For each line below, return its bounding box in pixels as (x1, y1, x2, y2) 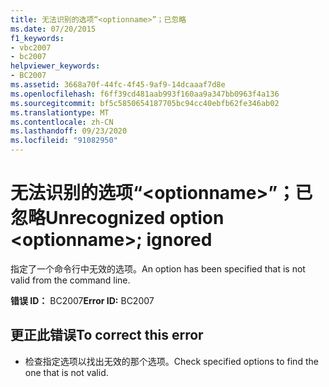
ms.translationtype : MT (10, 107, 110, 118)
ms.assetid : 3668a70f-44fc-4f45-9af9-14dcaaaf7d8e (10, 80, 226, 90)
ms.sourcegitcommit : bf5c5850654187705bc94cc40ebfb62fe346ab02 (10, 98, 280, 108)
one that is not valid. (24, 366, 109, 378)
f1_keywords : (10, 33, 65, 43)
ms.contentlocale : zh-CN (10, 117, 114, 127)
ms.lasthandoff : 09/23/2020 (10, 126, 128, 136)
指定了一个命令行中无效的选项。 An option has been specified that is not (10, 262, 306, 275)
